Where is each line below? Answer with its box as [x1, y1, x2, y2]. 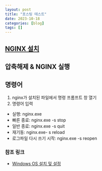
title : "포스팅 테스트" [5, 12, 47, 17]
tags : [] [5, 25, 23, 30]
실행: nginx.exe [12, 111, 42, 117]
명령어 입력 [12, 100, 33, 106]
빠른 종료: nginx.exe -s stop [12, 117, 66, 123]
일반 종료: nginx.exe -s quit [12, 123, 65, 129]
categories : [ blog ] [5, 20, 44, 26]
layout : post [5, 7, 31, 12]
